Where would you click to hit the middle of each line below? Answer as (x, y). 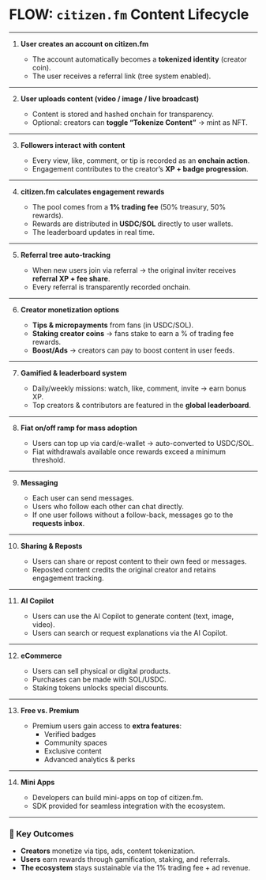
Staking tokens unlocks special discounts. (100, 687)
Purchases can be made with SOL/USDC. (99, 679)
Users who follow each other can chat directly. (108, 506)
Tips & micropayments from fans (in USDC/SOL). (113, 325)
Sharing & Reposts (51, 546)
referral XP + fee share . (71, 278)
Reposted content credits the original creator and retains (124, 569)
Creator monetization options (70, 309)
